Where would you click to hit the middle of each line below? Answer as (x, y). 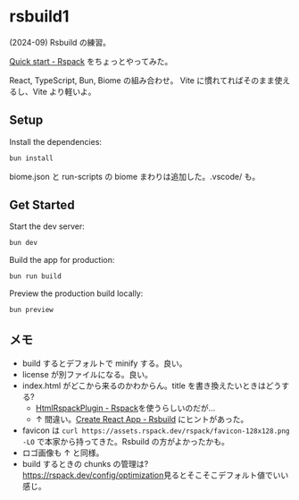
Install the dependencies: (56, 141)
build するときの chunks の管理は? (85, 463)
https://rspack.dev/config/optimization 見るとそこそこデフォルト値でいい (155, 475)
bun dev (24, 243)
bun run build (36, 276)
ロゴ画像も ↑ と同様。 (63, 453)
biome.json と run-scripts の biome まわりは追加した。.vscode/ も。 (135, 176)
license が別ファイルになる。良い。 (87, 374)
